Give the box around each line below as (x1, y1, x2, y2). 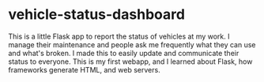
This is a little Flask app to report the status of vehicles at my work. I (8, 32, 231, 41)
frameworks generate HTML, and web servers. (8, 65, 160, 74)
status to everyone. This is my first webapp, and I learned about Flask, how (8, 57, 253, 66)
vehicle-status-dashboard (8, 6, 186, 24)
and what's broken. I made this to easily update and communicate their (8, 48, 239, 58)
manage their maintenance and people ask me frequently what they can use (8, 39, 256, 49)
